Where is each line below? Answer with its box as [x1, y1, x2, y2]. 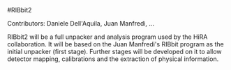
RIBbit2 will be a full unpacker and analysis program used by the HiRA [7, 33, 208, 41]
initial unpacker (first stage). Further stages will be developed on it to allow [7, 48, 222, 55]
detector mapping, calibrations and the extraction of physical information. [7, 55, 219, 63]
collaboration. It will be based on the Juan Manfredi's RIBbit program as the [7, 40, 225, 48]
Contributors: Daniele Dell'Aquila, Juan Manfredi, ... [7, 19, 155, 27]
